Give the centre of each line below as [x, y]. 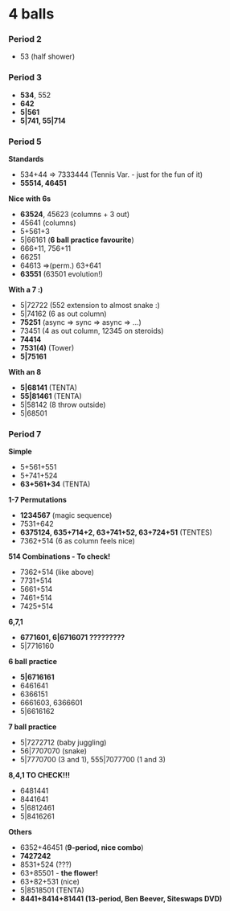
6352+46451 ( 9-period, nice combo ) [82, 847]
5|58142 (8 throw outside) [63, 405]
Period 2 [25, 39]
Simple [20, 452]
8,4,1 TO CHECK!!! [39, 775]
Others [20, 832]
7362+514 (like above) [57, 572]
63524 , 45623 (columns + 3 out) [75, 215]
